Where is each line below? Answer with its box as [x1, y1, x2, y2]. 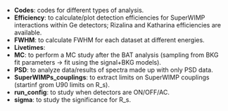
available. [13, 28, 42, 37]
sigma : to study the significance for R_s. [13, 96, 132, 104]
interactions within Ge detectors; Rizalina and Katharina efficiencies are [13, 21, 222, 29]
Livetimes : [13, 44, 46, 51]
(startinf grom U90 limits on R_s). [13, 81, 110, 89]
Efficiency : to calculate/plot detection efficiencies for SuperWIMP [13, 13, 205, 22]
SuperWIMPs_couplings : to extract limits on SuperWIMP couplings [13, 73, 210, 81]
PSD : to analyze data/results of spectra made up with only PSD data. [13, 66, 213, 74]
